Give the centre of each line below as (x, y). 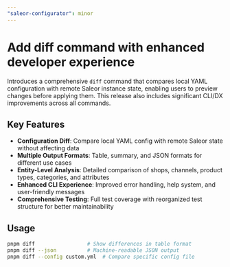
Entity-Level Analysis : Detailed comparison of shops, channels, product (120, 170)
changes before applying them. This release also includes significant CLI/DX (115, 95)
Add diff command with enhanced (106, 47)
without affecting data (48, 148)
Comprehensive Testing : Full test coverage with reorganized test (110, 199)
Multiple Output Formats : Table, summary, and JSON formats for (110, 156)
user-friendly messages (51, 192)
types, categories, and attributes (63, 177)
